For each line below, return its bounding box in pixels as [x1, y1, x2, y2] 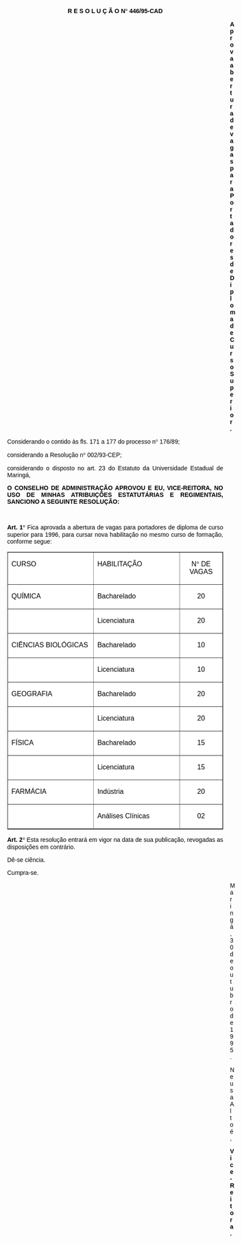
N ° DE [191, 560, 211, 568]
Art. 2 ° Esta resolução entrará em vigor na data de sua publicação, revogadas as [7, 836, 223, 843]
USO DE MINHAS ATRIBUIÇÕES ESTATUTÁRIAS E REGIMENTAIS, [7, 491, 223, 498]
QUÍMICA [11, 592, 41, 600]
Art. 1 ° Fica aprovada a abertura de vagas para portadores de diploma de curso [7, 524, 223, 531]
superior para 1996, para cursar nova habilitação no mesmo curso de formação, [7, 531, 223, 538]
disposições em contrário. [7, 843, 75, 851]
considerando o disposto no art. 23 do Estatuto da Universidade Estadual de [7, 464, 223, 472]
